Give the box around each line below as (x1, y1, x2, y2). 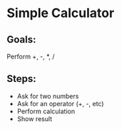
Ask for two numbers (16, 91, 79, 100)
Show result (16, 114, 53, 123)
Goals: (6, 33, 36, 46)
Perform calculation (16, 107, 76, 115)
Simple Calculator (6, 5, 115, 21)
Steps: (6, 73, 36, 85)
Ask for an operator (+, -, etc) (16, 99, 104, 108)
